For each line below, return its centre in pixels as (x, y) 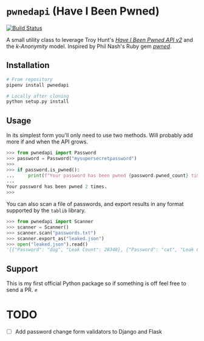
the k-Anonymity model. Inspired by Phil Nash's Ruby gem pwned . (89, 46)
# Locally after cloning (38, 96)
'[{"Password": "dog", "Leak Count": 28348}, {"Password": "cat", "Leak (100, 250)
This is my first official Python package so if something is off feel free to (96, 283)
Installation (28, 65)
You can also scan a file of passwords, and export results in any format (95, 204)
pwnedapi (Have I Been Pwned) (83, 11)
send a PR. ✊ (22, 290)
